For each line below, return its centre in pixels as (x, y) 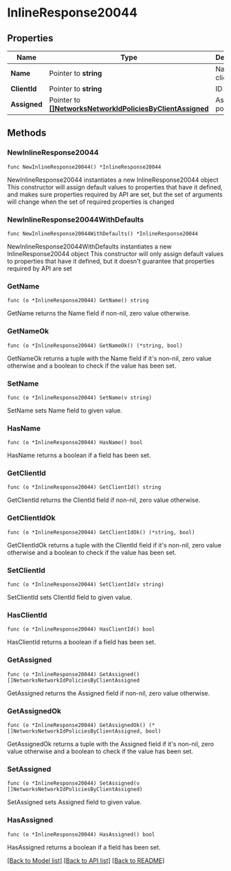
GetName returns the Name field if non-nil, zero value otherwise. (99, 313)
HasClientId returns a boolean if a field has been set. (81, 642)
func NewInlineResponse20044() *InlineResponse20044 (84, 167)
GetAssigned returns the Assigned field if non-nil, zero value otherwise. (109, 693)
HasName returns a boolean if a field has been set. (79, 455)
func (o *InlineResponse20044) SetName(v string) (80, 397)
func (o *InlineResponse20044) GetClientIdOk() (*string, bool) (101, 532)
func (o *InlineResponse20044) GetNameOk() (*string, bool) (95, 346)
